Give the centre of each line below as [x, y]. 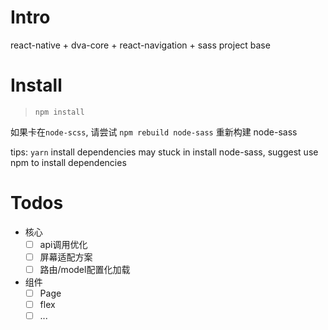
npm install [59, 112]
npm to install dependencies [68, 162]
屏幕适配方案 [66, 257]
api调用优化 [63, 244]
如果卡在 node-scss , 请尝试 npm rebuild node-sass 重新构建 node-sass [154, 132]
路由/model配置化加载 [85, 269]
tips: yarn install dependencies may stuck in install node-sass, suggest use [164, 152]
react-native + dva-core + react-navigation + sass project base [140, 45]
